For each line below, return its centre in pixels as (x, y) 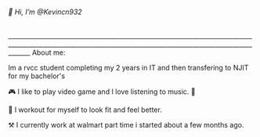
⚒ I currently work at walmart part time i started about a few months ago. (126, 125)
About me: (49, 52)
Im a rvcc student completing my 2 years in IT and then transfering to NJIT (128, 68)
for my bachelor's (36, 76)
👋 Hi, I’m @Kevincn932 (45, 12)
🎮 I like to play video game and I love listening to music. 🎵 (102, 92)
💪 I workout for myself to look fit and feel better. (85, 110)
